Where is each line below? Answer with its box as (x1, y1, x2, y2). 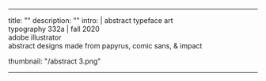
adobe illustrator (8, 33, 62, 42)
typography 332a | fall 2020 (8, 25, 101, 33)
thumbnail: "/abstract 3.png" (8, 56, 101, 66)
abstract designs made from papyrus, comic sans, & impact (8, 41, 203, 50)
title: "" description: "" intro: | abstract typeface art (8, 16, 173, 25)
